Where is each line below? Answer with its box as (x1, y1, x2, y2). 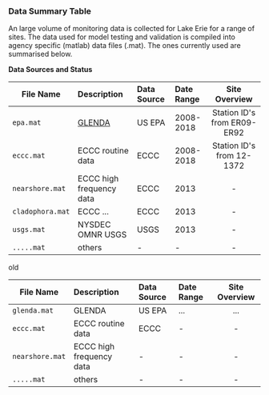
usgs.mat (12, 225, 46, 234)
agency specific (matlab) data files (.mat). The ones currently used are (8, 41, 242, 50)
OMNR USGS (77, 229, 127, 241)
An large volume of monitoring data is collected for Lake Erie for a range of (8, 24, 255, 34)
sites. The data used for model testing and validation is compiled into (8, 32, 236, 42)
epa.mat (12, 118, 42, 127)
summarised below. (8, 50, 73, 59)
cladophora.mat (12, 207, 70, 217)
